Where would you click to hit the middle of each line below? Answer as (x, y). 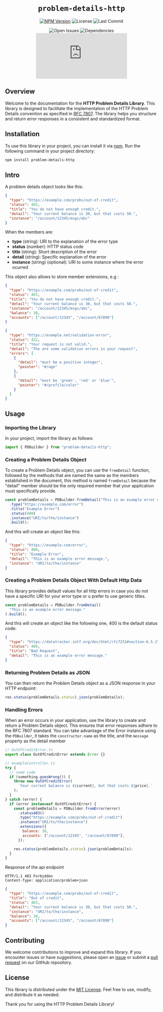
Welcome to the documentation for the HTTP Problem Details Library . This (80, 103)
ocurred (20, 267)
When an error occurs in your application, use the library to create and (75, 720)
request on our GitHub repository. (39, 962)
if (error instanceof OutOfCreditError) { (53, 804)
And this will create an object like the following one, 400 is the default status (81, 623)
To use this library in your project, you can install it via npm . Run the (73, 146)
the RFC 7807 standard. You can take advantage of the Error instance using (81, 731)
